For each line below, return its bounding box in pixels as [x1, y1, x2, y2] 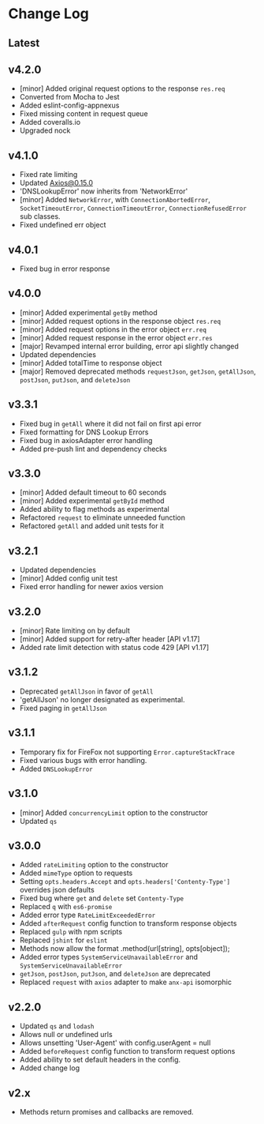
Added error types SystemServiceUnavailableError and [19, 953, 199, 962]
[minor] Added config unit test [19, 573, 118, 583]
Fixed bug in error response [19, 264, 110, 273]
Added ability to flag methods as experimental [19, 505, 169, 514]
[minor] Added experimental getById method [19, 496, 165, 506]
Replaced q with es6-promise [19, 902, 113, 912]
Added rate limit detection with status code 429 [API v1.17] [19, 643, 210, 652]
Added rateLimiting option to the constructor [19, 860, 169, 870]
